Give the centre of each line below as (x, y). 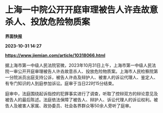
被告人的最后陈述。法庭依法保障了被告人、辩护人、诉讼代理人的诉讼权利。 (79, 99)
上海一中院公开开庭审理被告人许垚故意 (82, 10)
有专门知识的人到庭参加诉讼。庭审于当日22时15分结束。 (61, 83)
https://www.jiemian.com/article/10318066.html (55, 55)
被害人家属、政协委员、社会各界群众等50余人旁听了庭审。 (76, 106)
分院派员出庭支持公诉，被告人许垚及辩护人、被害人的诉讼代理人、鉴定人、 (83, 77)
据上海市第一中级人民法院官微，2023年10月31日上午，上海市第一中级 (74, 65)
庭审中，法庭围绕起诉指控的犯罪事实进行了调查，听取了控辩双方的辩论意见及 (81, 93)
